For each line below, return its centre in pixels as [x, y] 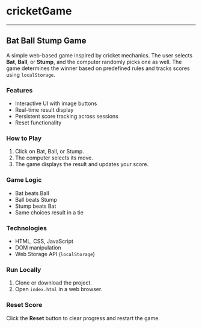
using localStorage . [31, 74]
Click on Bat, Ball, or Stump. [49, 152]
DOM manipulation [38, 247]
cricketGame [39, 11]
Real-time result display [44, 110]
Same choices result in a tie [49, 212]
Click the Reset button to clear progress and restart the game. [83, 318]
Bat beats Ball [32, 193]
